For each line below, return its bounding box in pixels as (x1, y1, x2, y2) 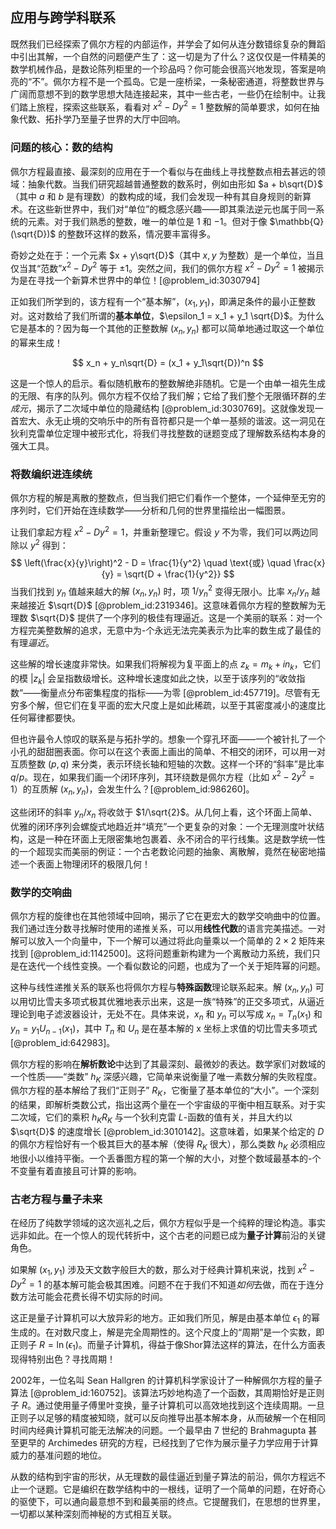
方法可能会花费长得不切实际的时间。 (18, 1291, 168, 1303)
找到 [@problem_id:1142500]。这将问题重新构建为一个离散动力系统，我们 (10, 948, 312, 960)
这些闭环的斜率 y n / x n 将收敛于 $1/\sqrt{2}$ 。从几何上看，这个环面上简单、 (10, 806, 318, 820)
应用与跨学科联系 (10, 9, 116, 27)
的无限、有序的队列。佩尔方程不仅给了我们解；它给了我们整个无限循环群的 (10, 390, 317, 402)
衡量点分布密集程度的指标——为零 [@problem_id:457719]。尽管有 (40, 686, 312, 698)
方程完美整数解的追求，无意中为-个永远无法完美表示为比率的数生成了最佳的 (10, 624, 322, 637)
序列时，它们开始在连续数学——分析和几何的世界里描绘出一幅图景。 (10, 504, 291, 517)
